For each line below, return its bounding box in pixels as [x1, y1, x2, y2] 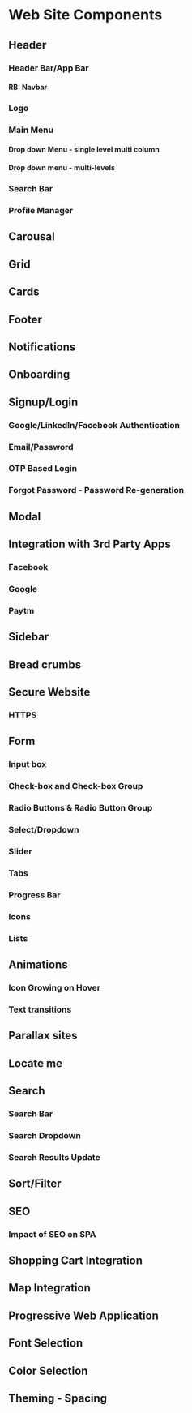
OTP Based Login [8, 463, 78, 474]
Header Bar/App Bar [8, 62, 89, 74]
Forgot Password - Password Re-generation [8, 485, 185, 496]
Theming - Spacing [8, 1391, 108, 1405]
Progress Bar [8, 889, 61, 901]
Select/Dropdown [8, 824, 79, 836]
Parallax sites [8, 1029, 78, 1043]
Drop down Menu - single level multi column [8, 144, 160, 154]
